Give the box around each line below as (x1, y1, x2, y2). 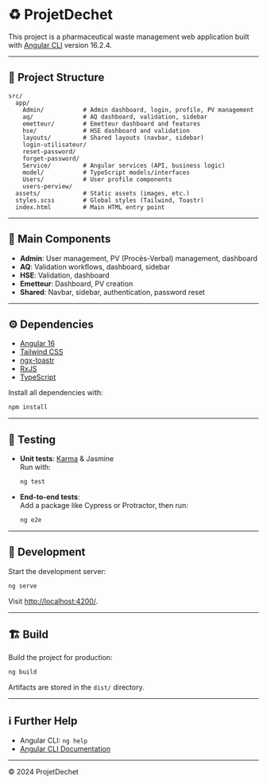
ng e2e (19, 515, 42, 524)
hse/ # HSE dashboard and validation (22, 126, 191, 134)
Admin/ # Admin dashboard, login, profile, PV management (22, 106, 254, 114)
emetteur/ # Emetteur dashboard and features (22, 119, 201, 128)
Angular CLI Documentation (19, 744, 111, 753)
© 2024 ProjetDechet (8, 767, 79, 776)
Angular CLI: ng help (19, 735, 88, 745)
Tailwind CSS (19, 347, 64, 357)
